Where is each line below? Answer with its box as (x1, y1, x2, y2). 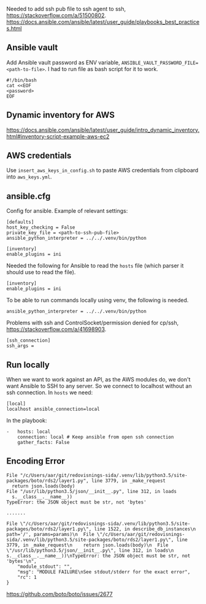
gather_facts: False (17, 440, 70, 446)
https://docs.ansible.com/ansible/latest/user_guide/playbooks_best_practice (6, 18, 200, 25)
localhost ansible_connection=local (6, 406, 100, 413)
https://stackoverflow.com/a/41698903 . (6, 326, 107, 333)
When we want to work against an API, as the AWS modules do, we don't (6, 376, 191, 383)
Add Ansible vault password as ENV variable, (6, 58, 121, 66)
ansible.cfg (6, 191, 51, 201)
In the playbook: (6, 417, 47, 424)
